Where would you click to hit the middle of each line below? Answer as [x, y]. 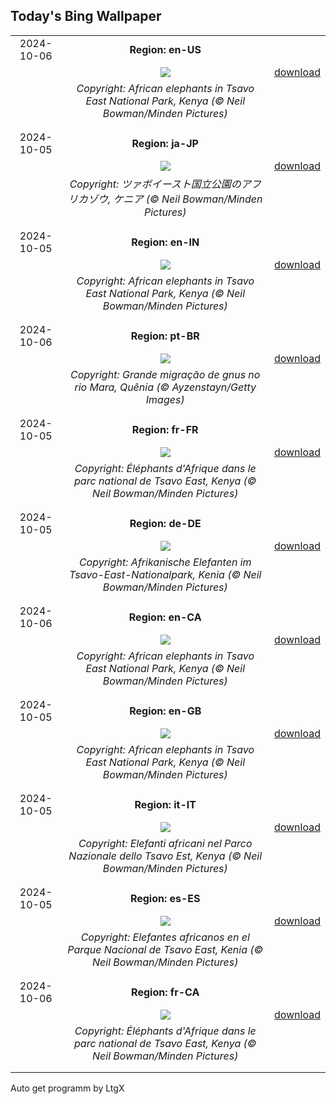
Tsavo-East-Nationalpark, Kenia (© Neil [165, 574]
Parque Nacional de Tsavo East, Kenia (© [165, 949]
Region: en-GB [165, 711]
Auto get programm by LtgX [67, 1088]
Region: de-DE [165, 523]
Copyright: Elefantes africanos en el [165, 937]
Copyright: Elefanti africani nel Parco [165, 843]
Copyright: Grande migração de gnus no [165, 374]
